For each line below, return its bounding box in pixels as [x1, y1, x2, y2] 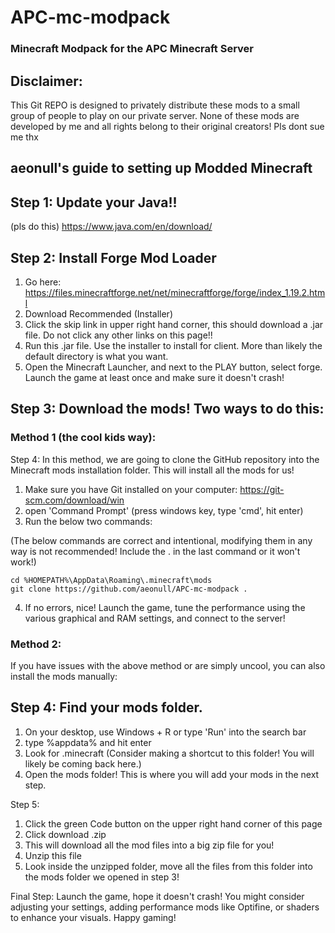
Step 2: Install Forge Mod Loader [10, 249, 217, 266]
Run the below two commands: [24, 515, 153, 527]
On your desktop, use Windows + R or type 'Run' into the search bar [24, 726, 307, 738]
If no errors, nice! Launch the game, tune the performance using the [24, 601, 306, 613]
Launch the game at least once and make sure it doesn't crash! [24, 371, 285, 383]
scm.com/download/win [24, 494, 125, 506]
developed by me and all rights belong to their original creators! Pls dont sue [10, 120, 325, 132]
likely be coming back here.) [24, 757, 142, 770]
